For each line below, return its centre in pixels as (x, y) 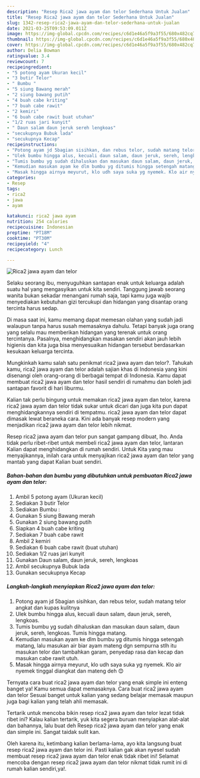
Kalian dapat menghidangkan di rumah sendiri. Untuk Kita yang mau (90, 449)
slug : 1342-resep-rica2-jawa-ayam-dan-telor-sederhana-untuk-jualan (93, 23)
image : (15, 34)
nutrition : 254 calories (37, 222)
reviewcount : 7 (26, 61)
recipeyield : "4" (28, 244)
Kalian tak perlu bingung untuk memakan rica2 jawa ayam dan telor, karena (99, 400)
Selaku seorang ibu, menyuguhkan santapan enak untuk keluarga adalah (96, 283)
